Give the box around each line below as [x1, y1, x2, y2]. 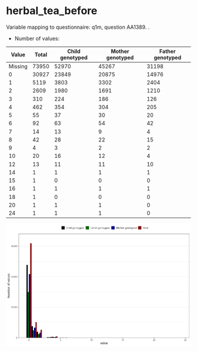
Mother [110, 48, 130, 55]
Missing [8, 63, 28, 70]
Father [159, 48, 176, 55]
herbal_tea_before [6, 4, 98, 18]
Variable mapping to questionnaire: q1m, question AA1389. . [6, 23, 150, 31]
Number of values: [14, 35, 60, 42]
